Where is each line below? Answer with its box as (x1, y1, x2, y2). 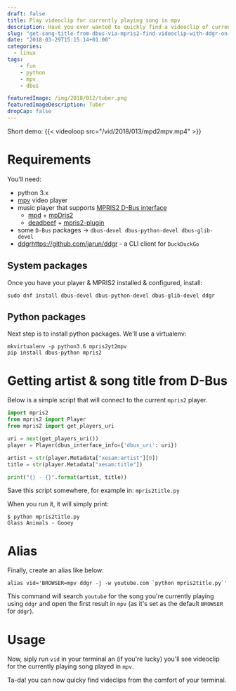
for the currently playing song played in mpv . (7, 662, 134, 671)
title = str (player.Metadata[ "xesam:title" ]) (7, 461, 143, 468)
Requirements (7, 152, 91, 168)
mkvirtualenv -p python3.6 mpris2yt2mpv (7, 343, 128, 350)
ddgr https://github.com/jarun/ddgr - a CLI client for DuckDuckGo (17, 239, 199, 248)
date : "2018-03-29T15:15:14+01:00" (7, 37, 112, 44)
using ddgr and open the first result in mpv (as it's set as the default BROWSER (7, 600, 223, 608)
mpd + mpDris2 (27, 211, 74, 219)
